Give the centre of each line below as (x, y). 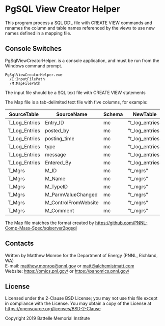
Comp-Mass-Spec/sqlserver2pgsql (41, 228)
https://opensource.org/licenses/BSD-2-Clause (53, 309)
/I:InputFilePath (27, 79)
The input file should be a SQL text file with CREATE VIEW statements (75, 93)
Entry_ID (55, 123)
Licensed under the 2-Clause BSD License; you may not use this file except (82, 298)
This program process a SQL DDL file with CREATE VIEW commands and (79, 23)
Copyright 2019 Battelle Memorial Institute (48, 318)
